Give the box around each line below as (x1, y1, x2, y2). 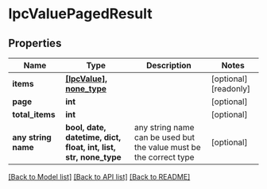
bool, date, (65, 122, 106, 133)
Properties (8, 37, 62, 50)
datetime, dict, (65, 132, 122, 143)
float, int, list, (65, 142, 116, 152)
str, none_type (65, 152, 122, 163)
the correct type (133, 152, 195, 163)
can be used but (133, 132, 195, 143)
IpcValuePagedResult (8, 5, 153, 23)
